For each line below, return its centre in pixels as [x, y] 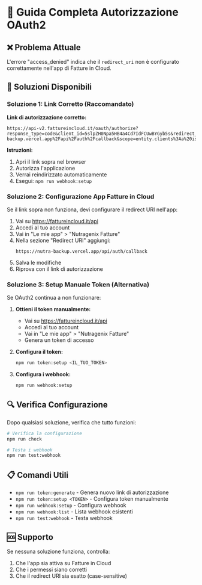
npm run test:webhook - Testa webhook [64, 518]
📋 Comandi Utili [37, 475]
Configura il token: [39, 352]
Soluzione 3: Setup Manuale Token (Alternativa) [78, 284]
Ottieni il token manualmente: [53, 309]
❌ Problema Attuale [44, 47]
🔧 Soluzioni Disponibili [49, 87]
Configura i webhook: [43, 374]
